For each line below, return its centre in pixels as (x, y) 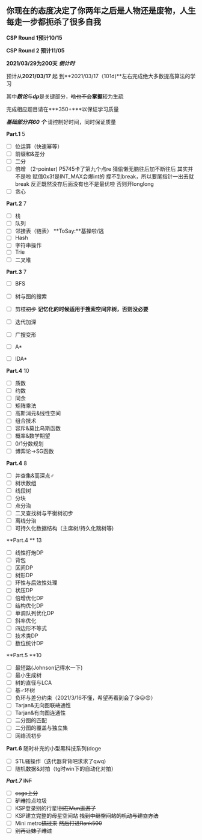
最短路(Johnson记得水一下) (49, 667)
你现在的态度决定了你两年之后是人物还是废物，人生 (101, 11)
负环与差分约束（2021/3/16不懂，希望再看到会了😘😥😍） (85, 698)
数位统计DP (29, 643)
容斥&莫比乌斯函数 (38, 428)
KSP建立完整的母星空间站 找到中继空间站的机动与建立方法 (87, 815)
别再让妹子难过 (33, 831)
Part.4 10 (18, 371)
